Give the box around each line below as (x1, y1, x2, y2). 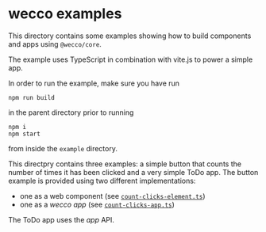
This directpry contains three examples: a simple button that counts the (8, 159, 242, 169)
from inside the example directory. (8, 143, 118, 153)
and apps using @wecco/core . (8, 39, 102, 48)
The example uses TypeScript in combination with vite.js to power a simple (8, 55, 253, 64)
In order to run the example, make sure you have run (8, 78, 180, 88)
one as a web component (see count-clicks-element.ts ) (19, 191, 206, 200)
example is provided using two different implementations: (8, 176, 196, 185)
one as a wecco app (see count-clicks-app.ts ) (19, 200, 175, 209)
